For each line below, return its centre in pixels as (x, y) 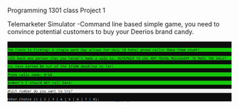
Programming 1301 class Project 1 (56, 10)
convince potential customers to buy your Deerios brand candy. (101, 32)
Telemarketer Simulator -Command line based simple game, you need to (113, 24)
